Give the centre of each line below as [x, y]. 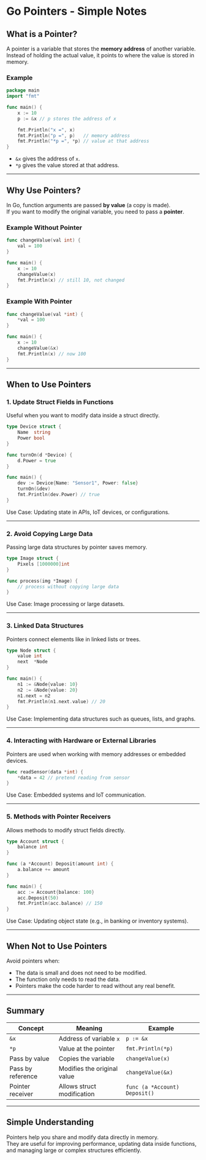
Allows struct [77, 1086]
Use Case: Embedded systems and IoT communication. [76, 795]
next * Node [32, 662]
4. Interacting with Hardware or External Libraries [81, 741]
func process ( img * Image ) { [42, 581]
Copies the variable [86, 1059]
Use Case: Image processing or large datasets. [66, 604]
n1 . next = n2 [34, 696]
